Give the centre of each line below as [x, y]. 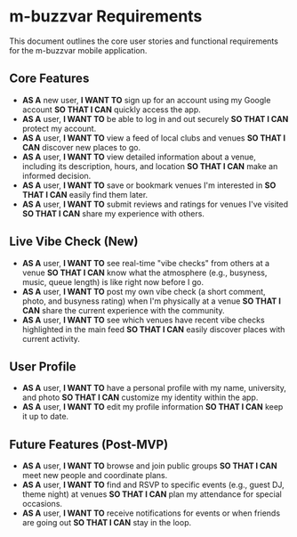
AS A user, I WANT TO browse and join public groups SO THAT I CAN [149, 466]
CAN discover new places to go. [81, 147]
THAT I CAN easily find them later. [85, 194]
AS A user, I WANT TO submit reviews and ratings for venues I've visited [155, 204]
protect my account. [59, 128]
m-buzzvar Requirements [106, 16]
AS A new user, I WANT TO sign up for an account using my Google [146, 100]
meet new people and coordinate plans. [95, 476]
